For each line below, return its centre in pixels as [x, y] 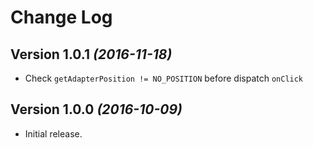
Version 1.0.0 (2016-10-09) [96, 109]
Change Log [61, 17]
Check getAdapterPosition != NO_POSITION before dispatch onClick [164, 78]
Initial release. [53, 133]
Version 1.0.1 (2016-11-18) [91, 54]
